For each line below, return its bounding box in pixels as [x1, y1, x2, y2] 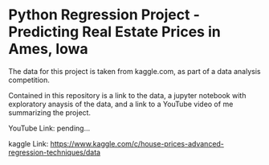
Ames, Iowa [8, 40, 88, 58]
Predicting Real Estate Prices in [8, 23, 221, 41]
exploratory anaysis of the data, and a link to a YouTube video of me [8, 99, 234, 109]
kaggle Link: [8, 138, 49, 148]
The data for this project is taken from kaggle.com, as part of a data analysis [8, 66, 261, 76]
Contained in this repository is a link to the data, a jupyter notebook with [8, 90, 247, 100]
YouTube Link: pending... [8, 123, 91, 133]
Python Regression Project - [8, 6, 201, 24]
